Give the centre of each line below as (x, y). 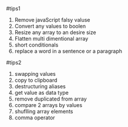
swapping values (35, 74)
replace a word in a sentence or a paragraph (68, 51)
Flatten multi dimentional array (51, 39)
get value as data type (42, 93)
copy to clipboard (36, 80)
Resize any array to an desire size (55, 32)
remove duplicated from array (50, 99)
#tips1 (13, 9)
